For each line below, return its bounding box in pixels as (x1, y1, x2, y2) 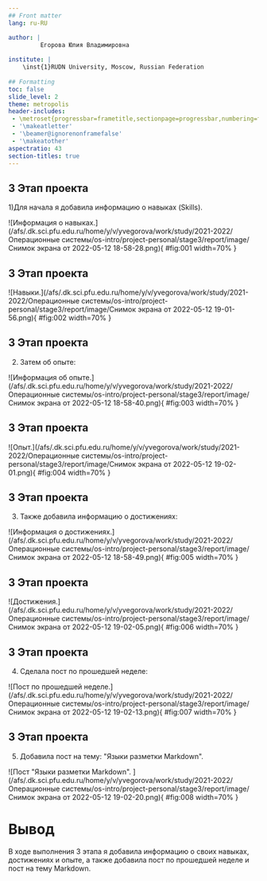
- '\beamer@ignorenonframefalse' (11, 130, 123, 138)
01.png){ (8, 468, 37, 477)
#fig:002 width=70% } (38, 313, 112, 323)
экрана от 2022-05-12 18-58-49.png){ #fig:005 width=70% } (37, 553, 239, 562)
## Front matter (8, 11, 62, 20)
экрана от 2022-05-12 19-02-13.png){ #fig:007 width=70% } (37, 707, 237, 717)
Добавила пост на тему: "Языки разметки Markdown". (19, 751, 204, 761)
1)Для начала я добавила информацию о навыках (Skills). (8, 202, 203, 212)
